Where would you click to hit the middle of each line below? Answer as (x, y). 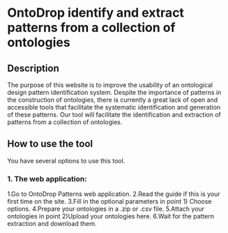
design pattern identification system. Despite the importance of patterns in (114, 92)
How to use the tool (50, 144)
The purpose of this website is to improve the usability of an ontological (110, 85)
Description (33, 68)
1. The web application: (47, 179)
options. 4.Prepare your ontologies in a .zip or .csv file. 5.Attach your (106, 209)
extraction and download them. (52, 224)
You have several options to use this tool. (66, 160)
